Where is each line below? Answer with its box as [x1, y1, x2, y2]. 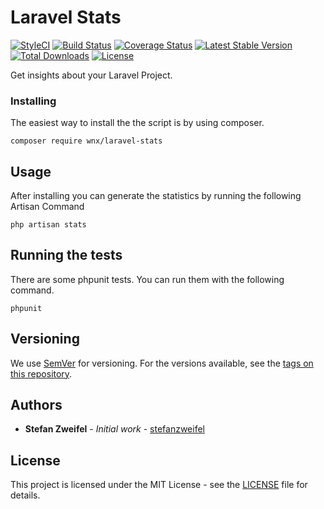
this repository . [10, 367, 73, 380]
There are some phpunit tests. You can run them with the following [10, 273, 285, 285]
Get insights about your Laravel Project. [10, 69, 173, 81]
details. [10, 489, 41, 501]
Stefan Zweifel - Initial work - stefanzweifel [24, 423, 205, 435]
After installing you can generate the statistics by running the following [10, 190, 302, 202]
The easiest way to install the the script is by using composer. [10, 117, 265, 129]
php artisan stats [10, 220, 87, 230]
